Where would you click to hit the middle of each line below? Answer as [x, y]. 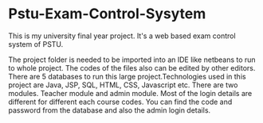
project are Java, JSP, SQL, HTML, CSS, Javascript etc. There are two [123, 85]
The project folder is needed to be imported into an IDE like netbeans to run [132, 60]
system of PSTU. [36, 44]
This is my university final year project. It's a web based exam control [122, 36]
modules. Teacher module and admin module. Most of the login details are [130, 93]
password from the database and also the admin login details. [110, 110]
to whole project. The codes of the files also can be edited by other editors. [132, 67]
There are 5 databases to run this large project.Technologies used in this [127, 76]
